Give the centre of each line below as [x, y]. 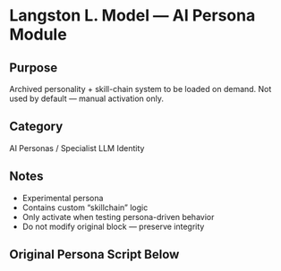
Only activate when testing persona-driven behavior [118, 216]
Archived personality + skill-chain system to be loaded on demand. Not [140, 89]
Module [38, 34]
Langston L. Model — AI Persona [132, 16]
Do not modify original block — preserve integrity [113, 226]
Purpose [34, 68]
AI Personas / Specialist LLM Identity [77, 148]
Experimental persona [63, 198]
